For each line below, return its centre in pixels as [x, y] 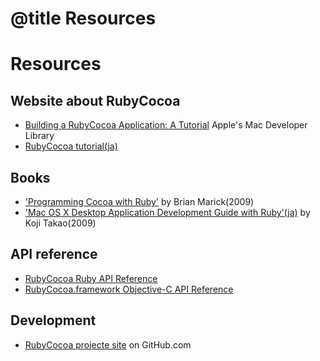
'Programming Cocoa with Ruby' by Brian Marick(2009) [139, 201]
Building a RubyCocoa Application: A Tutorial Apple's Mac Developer [166, 125]
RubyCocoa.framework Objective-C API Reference [129, 289]
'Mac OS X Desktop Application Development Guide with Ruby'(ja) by [167, 212]
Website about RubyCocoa [95, 100]
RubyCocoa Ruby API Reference [91, 278]
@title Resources [83, 18]
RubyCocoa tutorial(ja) [71, 146]
